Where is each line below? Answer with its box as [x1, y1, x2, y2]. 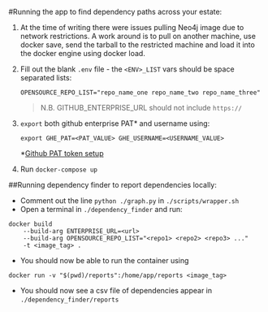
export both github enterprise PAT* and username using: [19, 119, 210, 128]
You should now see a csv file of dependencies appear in [19, 286, 213, 295]
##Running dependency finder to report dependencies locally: [8, 180, 217, 189]
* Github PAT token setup [19, 149, 104, 158]
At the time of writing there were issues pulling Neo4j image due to [19, 23, 244, 32]
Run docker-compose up [19, 164, 97, 174]
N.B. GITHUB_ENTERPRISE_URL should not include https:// [40, 103, 242, 112]
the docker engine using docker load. [19, 49, 146, 58]
